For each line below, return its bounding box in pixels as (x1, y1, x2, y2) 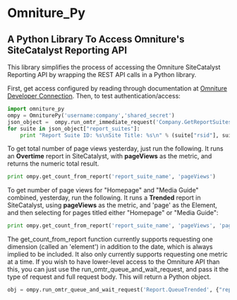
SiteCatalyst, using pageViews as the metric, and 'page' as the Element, (7, 201, 217, 209)
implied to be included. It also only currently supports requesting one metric (7, 250, 228, 259)
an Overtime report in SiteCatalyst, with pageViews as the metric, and (7, 152, 212, 161)
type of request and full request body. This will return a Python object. (7, 272, 212, 281)
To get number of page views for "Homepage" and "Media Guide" (7, 186, 199, 195)
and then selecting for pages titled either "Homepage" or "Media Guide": (7, 209, 219, 217)
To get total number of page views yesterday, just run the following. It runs (7, 144, 224, 153)
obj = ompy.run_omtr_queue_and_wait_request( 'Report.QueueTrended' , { (7, 287, 219, 294)
